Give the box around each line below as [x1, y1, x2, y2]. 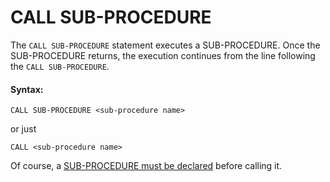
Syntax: [10, 83, 44, 95]
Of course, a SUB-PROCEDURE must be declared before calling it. [10, 160, 283, 172]
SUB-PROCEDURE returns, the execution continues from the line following [10, 49, 316, 61]
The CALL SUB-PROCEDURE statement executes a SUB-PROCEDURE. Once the [10, 39, 321, 51]
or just [10, 123, 37, 135]
